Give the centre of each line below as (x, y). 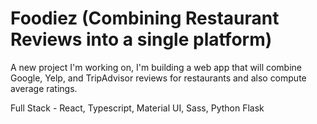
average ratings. (44, 88)
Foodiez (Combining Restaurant (145, 18)
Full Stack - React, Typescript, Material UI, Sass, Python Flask (137, 108)
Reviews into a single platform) (141, 39)
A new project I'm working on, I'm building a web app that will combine (156, 67)
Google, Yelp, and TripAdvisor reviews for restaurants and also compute (158, 78)
